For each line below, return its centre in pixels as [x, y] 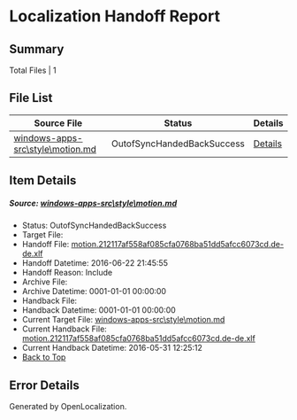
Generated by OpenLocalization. [68, 406]
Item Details [43, 180]
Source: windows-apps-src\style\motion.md [93, 203]
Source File [58, 123]
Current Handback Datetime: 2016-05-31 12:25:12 [112, 348]
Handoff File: [46, 245]
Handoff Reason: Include [67, 273]
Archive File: [45, 282]
